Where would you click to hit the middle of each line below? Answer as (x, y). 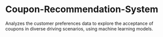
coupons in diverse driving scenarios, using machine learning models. (79, 28)
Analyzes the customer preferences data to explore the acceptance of (79, 23)
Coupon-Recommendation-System (82, 9)
